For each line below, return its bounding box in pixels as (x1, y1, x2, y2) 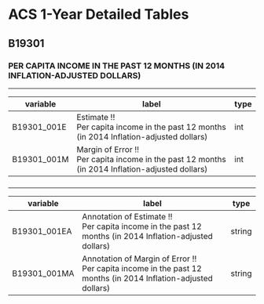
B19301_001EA (12, 226, 72, 237)
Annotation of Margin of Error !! (82, 253, 197, 264)
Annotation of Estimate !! (82, 211, 173, 222)
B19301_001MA (12, 268, 75, 279)
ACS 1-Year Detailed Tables (8, 5, 189, 24)
